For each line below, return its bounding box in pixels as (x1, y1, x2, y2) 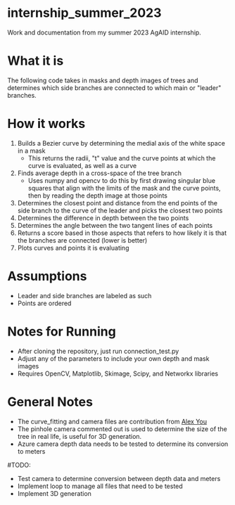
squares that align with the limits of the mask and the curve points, (27, 184, 221, 192)
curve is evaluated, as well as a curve (27, 161, 137, 170)
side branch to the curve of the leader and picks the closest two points (17, 206, 223, 215)
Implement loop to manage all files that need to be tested (17, 482, 183, 490)
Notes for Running (7, 324, 116, 339)
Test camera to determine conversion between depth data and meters (17, 474, 221, 482)
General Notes (7, 394, 94, 409)
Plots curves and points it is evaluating (17, 243, 129, 252)
